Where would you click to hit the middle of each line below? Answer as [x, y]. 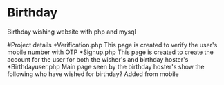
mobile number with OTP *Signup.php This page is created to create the [111, 52]
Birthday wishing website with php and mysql [72, 32]
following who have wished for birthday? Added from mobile [93, 74]
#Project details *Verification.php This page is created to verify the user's [112, 45]
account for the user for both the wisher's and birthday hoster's [98, 59]
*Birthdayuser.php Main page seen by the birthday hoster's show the [106, 66]
